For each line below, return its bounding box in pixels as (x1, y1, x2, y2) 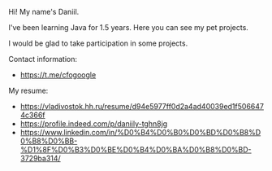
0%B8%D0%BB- (19, 136, 78, 146)
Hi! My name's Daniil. (8, 7, 80, 16)
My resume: (8, 85, 49, 95)
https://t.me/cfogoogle (19, 70, 97, 80)
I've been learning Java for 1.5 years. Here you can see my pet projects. (8, 23, 249, 32)
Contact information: (8, 55, 78, 64)
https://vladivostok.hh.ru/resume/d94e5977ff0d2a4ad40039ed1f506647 (19, 102, 264, 111)
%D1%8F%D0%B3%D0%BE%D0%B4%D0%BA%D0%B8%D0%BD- (19, 145, 252, 154)
